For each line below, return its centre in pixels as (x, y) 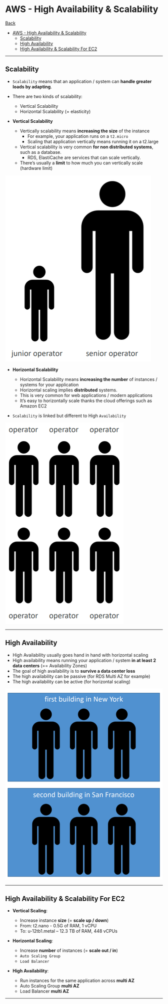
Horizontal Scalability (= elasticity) (55, 111)
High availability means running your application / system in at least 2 (84, 660)
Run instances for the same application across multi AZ (77, 980)
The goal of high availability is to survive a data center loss (74, 671)
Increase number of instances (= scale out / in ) (69, 950)
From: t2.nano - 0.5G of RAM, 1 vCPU (58, 926)
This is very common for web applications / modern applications (86, 395)
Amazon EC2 (33, 406)
